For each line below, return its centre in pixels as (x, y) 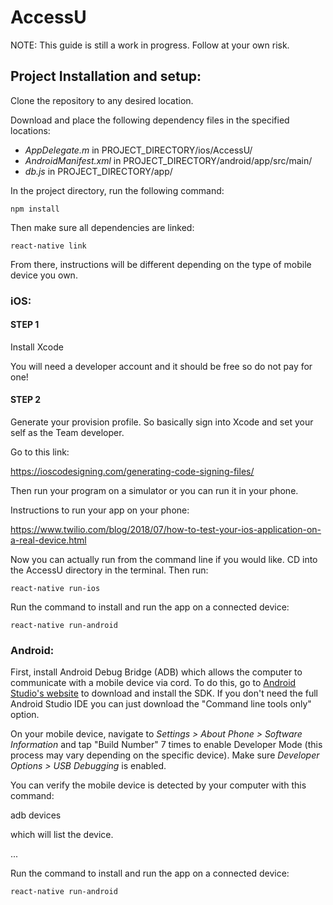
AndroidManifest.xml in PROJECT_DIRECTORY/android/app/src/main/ (168, 160)
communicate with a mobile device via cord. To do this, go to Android (153, 683)
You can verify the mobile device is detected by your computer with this (158, 785)
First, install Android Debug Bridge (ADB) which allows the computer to (156, 672)
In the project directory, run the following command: (117, 190)
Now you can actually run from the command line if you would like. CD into (164, 560)
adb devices (36, 815)
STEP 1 (25, 325)
